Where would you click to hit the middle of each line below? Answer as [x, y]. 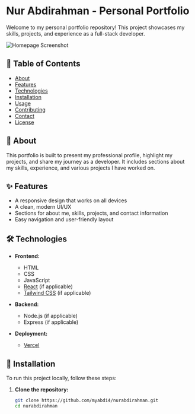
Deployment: [31, 334]
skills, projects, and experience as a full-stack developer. [76, 33]
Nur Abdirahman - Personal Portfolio [98, 11]
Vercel [31, 345]
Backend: [27, 304]
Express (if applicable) [51, 322]
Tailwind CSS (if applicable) [57, 293]
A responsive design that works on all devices [71, 200]
